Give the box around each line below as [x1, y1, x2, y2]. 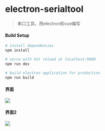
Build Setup [5, 32, 30, 38]
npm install [5, 48, 30, 53]
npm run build [5, 75, 35, 80]
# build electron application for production [5, 70, 100, 75]
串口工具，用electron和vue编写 [17, 20, 81, 26]
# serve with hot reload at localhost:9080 [5, 57, 96, 62]
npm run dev [5, 61, 30, 66]
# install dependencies [5, 43, 54, 48]
